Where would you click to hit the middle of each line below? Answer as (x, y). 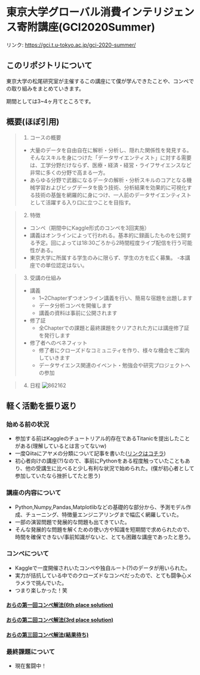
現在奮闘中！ (30, 665)
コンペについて (28, 554)
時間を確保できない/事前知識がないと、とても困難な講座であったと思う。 (104, 537)
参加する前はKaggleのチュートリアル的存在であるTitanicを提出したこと (102, 438)
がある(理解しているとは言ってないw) (61, 446)
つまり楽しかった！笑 (41, 590)
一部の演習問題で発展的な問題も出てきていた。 (72, 522)
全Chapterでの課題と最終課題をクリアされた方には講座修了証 (114, 328)
